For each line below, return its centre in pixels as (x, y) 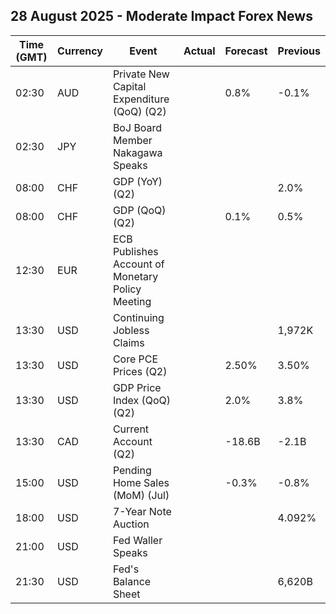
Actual (199, 51)
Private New (141, 74)
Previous (299, 51)
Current (131, 429)
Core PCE (135, 359)
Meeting (132, 301)
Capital (129, 86)
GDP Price (137, 387)
